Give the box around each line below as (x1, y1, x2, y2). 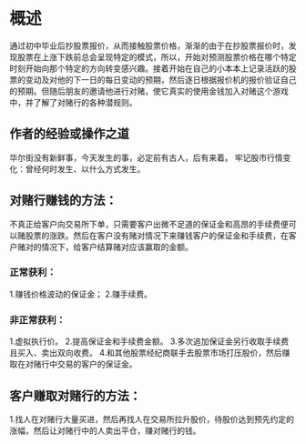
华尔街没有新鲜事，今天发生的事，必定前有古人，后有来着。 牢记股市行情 (9, 152, 283, 163)
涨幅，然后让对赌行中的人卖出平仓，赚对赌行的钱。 (9, 425, 201, 436)
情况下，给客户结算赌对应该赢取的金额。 (40, 241, 193, 252)
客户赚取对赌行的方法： (9, 388, 141, 403)
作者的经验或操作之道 (9, 126, 129, 142)
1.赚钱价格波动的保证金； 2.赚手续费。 (9, 288, 153, 299)
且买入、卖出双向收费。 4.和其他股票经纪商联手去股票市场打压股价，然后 (9, 348, 282, 358)
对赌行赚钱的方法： (9, 193, 117, 208)
